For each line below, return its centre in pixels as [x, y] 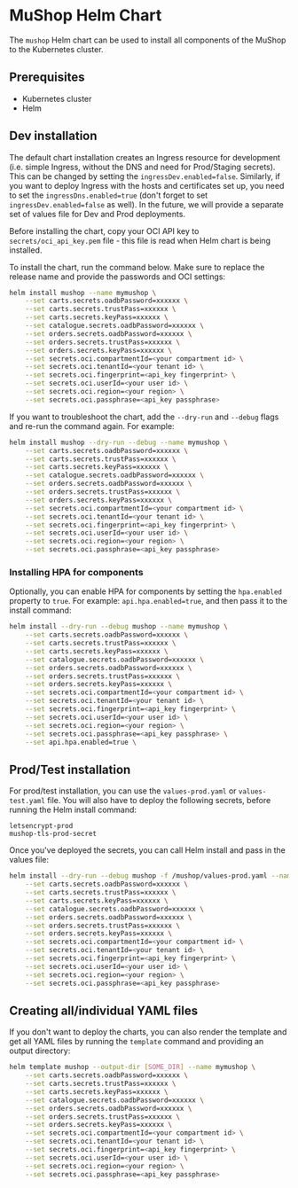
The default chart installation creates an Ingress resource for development [145, 157]
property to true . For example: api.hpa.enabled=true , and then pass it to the [149, 601]
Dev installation [53, 136]
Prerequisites [47, 78]
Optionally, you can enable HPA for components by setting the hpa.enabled [145, 591]
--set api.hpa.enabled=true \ [81, 742]
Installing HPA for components [76, 572]
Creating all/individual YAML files [104, 1010]
